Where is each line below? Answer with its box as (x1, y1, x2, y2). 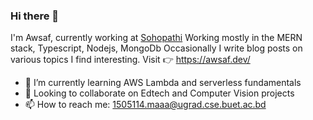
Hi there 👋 (10, 9, 60, 23)
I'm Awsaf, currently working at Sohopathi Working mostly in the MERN (10, 32, 303, 44)
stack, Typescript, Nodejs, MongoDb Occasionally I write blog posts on (10, 42, 303, 54)
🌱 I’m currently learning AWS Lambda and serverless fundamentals (24, 77, 302, 89)
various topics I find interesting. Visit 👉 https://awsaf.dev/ (10, 54, 251, 66)
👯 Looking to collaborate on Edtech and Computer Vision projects (24, 87, 295, 99)
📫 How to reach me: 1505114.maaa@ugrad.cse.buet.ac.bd (24, 99, 267, 111)
